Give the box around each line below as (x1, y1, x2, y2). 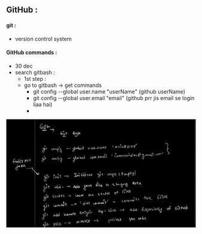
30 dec (14, 62, 33, 69)
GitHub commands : (6, 49, 57, 56)
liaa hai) (32, 101, 53, 108)
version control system (14, 35, 72, 42)
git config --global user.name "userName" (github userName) (32, 87, 186, 95)
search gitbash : (14, 69, 55, 76)
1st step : (23, 75, 46, 82)
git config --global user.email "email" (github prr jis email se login (32, 94, 195, 101)
